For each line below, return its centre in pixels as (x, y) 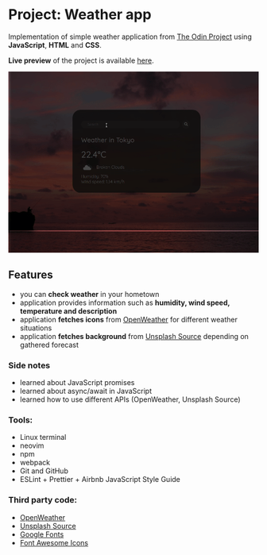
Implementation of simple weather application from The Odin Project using (130, 37)
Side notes (29, 365)
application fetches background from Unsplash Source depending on (134, 336)
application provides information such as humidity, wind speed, (125, 303)
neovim (32, 445)
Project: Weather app (80, 15)
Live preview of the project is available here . (81, 60)
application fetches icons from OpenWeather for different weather (129, 319)
